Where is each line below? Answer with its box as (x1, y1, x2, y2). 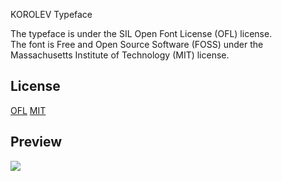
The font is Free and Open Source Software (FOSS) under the (10, 39, 264, 50)
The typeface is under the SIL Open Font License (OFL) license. (10, 28, 273, 39)
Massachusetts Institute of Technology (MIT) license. (10, 49, 230, 61)
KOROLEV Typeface (10, 9, 93, 20)
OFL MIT (10, 104, 47, 116)
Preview (10, 134, 63, 151)
